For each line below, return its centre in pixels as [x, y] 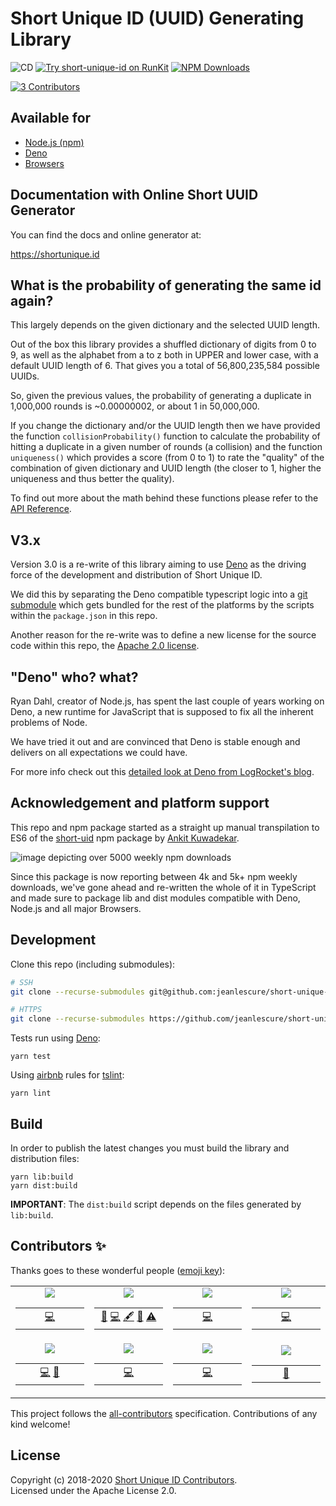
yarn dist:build [44, 1185]
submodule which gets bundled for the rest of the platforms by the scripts [162, 605]
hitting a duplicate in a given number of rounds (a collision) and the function [166, 447]
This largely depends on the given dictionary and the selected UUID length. [165, 325]
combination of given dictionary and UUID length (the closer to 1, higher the [166, 468]
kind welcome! [40, 1424]
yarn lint [31, 1093]
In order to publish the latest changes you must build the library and [150, 1148]
